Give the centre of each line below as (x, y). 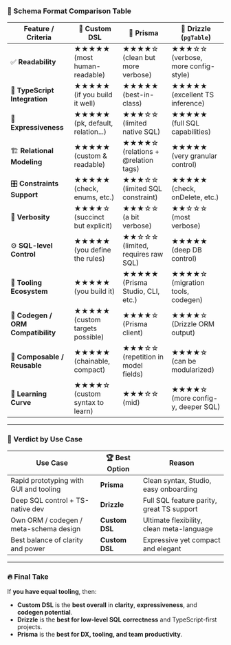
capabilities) (191, 132)
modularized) (193, 370)
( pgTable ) (196, 37)
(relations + (141, 152)
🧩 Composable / (37, 357)
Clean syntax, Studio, (177, 480)
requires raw (143, 255)
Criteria (39, 37)
